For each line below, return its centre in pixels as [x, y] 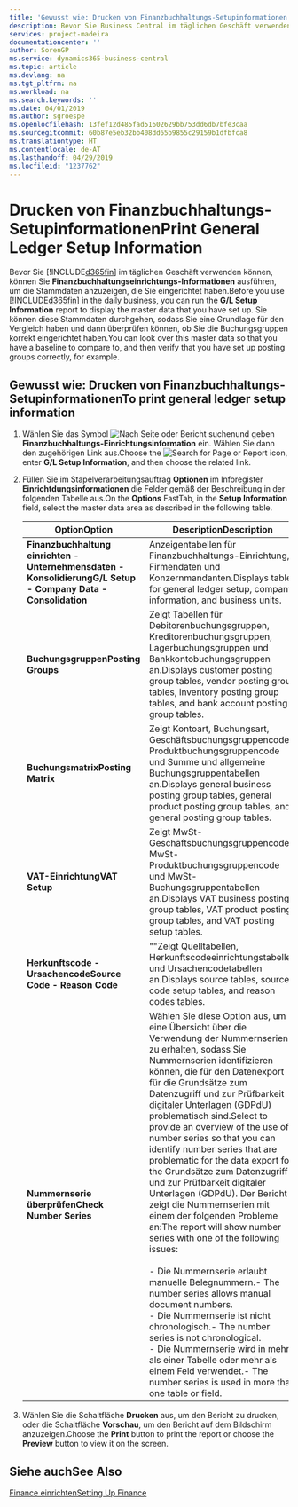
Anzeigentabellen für [193, 545]
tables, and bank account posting [219, 704]
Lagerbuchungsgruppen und [209, 648]
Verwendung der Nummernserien [219, 1038]
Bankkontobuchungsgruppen [210, 659]
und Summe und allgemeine [208, 762]
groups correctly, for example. [64, 357]
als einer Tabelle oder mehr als [213, 1361]
